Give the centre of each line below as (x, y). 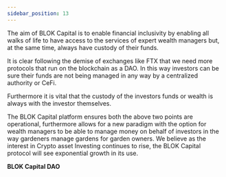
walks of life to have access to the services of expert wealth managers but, (113, 40)
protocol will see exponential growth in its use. (73, 153)
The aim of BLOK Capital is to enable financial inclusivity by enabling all (108, 33)
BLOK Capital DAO (34, 166)
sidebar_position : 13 (38, 13)
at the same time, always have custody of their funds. (83, 47)
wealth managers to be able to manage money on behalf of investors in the (113, 131)
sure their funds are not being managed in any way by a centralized (103, 75)
